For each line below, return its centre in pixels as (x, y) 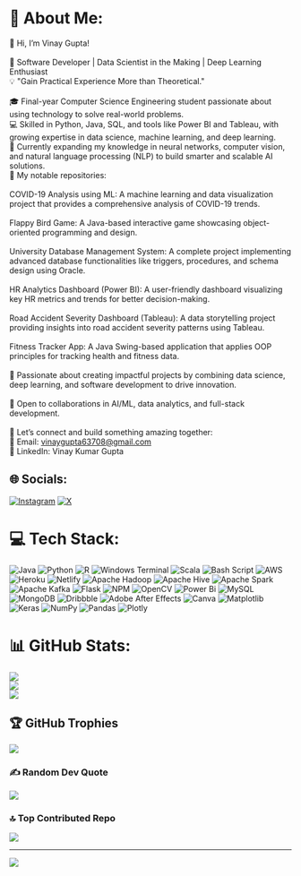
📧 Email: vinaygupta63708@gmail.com (81, 442)
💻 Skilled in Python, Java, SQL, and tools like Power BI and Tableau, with (144, 124)
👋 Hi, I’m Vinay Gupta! (49, 43)
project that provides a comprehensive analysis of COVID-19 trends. (135, 203)
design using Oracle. (47, 270)
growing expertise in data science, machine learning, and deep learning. (142, 137)
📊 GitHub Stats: (70, 645)
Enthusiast (29, 72)
